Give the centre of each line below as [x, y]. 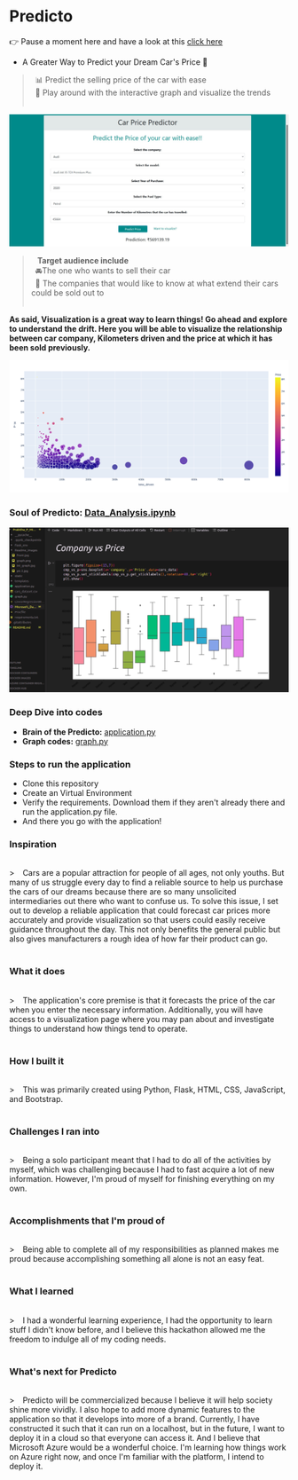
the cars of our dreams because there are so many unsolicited [123, 892]
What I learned [41, 1291]
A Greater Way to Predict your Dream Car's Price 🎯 [115, 62]
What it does [37, 972]
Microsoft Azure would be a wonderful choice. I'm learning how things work [148, 1447]
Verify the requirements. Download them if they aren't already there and [153, 802]
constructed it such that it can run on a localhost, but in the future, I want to [147, 1429]
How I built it [37, 1060]
